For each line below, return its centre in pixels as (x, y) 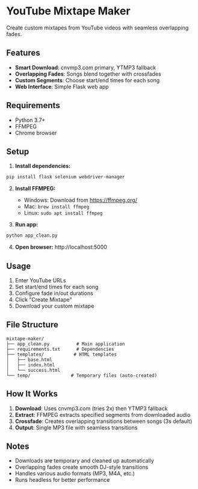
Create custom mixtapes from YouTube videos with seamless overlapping (97, 28)
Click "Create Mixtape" (43, 299)
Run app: (26, 225)
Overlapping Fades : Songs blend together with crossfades (88, 74)
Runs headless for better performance (62, 480)
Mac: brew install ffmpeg (57, 207)
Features (23, 53)
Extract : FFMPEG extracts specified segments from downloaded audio (103, 415)
